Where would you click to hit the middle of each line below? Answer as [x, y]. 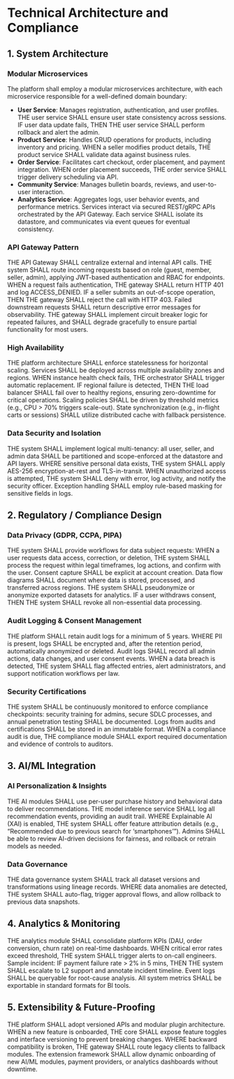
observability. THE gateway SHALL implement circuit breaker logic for [108, 315]
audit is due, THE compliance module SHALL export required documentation [117, 737]
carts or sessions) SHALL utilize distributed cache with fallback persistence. [117, 415]
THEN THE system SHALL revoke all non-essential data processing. [105, 603]
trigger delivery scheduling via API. [68, 177]
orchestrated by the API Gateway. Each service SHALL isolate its [110, 214]
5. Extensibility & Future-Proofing [81, 1007]
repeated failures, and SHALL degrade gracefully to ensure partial [102, 322]
